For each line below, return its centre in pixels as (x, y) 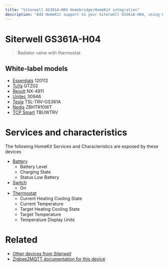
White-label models (36, 69)
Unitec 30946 (27, 97)
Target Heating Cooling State (50, 209)
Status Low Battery (39, 177)
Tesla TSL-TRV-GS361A (36, 102)
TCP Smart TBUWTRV (35, 112)
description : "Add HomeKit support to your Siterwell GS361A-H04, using (82, 14)
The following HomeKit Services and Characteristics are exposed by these (82, 146)
